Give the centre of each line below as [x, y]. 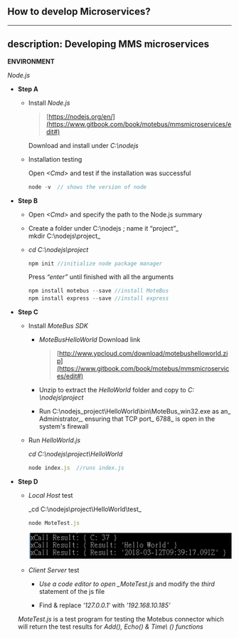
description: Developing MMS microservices [108, 45]
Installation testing [55, 159]
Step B [27, 200]
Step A [28, 89]
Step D [28, 481]
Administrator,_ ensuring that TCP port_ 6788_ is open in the [127, 419]
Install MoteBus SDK [58, 326]
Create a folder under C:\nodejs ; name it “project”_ [103, 228]
